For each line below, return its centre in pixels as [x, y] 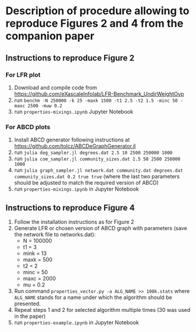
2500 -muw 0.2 [45, 106]
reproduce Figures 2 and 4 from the [95, 23]
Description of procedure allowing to [98, 11]
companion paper [50, 36]
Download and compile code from [55, 88]
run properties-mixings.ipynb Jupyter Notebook [74, 111]
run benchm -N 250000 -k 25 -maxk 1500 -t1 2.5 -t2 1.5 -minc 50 [96, 100]
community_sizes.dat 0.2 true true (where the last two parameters [97, 176]
